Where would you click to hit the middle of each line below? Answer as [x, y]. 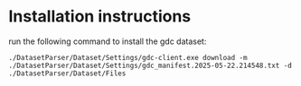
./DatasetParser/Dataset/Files [67, 73]
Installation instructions [100, 17]
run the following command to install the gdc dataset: [108, 41]
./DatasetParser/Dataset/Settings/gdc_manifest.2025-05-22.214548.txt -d [150, 65]
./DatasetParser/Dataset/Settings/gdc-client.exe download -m [128, 57]
